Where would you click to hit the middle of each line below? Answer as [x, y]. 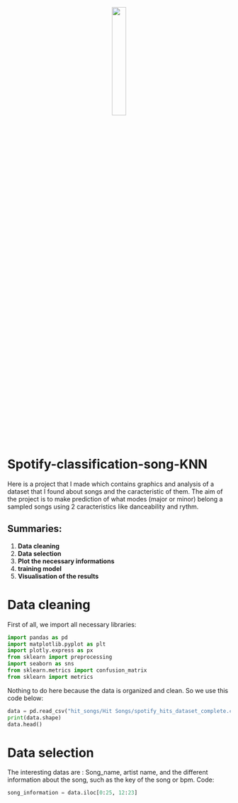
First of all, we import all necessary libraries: [72, 624]
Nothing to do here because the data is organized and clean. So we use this [118, 690]
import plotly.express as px [50, 650]
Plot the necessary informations [66, 561]
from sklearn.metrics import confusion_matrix [77, 670]
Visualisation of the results [58, 576]
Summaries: [35, 529]
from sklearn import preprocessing [60, 657]
